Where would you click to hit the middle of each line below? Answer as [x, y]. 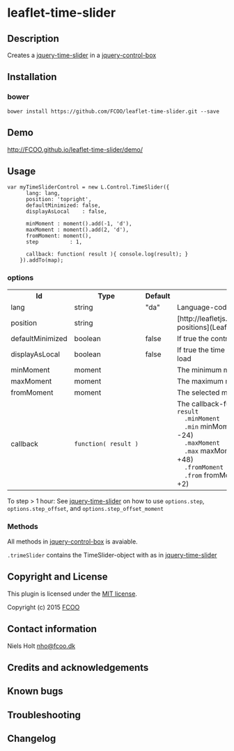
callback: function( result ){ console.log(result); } [107, 254]
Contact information [52, 629]
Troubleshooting [44, 715]
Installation [32, 77]
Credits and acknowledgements [78, 667]
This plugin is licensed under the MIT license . [72, 594]
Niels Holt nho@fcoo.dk [41, 646]
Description [33, 39]
